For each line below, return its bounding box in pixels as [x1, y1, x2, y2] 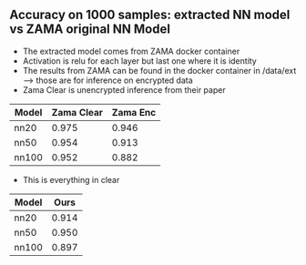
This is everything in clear [22, 174, 120, 185]
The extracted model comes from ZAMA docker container [22, 46, 240, 56]
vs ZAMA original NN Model [9, 22, 171, 37]
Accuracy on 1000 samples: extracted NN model [9, 7, 291, 23]
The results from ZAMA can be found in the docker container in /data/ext [22, 65, 297, 76]
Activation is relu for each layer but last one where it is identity [22, 55, 257, 66]
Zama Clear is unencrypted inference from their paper [22, 84, 226, 95]
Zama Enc [111, 106, 157, 118]
